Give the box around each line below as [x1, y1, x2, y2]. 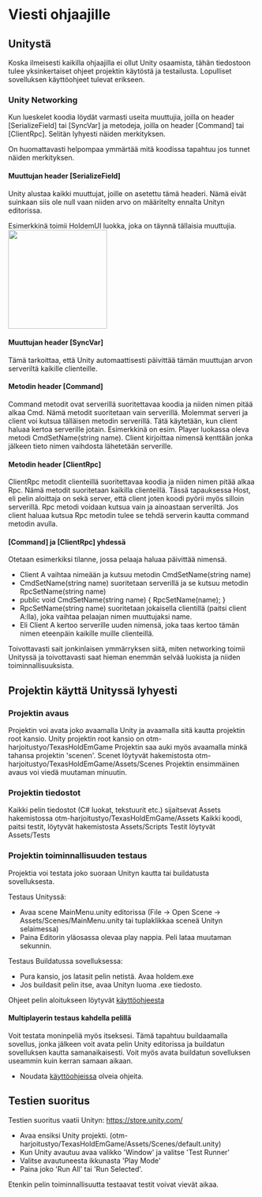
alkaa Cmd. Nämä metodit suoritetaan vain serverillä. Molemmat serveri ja [8, 407, 249, 417]
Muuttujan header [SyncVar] [8, 338, 104, 347]
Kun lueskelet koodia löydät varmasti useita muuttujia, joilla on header [8, 112, 235, 122]
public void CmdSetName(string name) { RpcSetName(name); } [19, 595, 226, 605]
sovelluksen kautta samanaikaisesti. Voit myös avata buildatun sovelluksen [8, 1048, 251, 1057]
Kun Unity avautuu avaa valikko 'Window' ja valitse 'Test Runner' [19, 1147, 230, 1157]
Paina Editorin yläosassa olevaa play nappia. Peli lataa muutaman [19, 932, 231, 942]
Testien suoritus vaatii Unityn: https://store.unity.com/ [8, 1115, 183, 1124]
